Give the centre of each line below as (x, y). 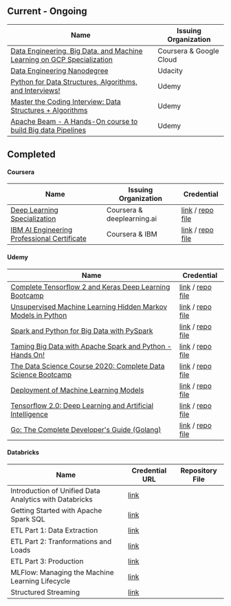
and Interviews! (35, 90)
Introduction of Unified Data (56, 490)
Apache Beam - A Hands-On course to (74, 121)
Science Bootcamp (41, 374)
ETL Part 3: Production (47, 561)
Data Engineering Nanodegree (59, 70)
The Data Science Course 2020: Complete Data (88, 366)
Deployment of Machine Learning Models (77, 390)
